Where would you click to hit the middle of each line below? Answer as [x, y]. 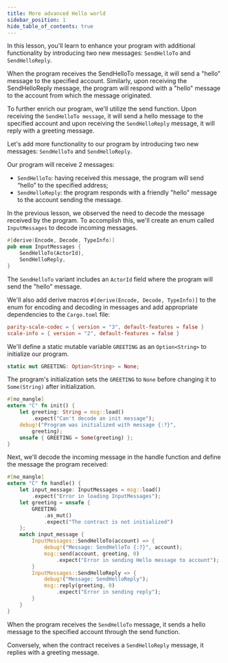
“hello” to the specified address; [62, 186]
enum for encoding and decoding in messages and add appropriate [103, 307]
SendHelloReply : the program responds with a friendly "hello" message [117, 192]
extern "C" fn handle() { [44, 484]
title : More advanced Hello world [57, 13]
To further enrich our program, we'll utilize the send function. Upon [102, 109]
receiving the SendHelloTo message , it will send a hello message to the [105, 116]
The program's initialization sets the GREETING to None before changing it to [112, 379]
